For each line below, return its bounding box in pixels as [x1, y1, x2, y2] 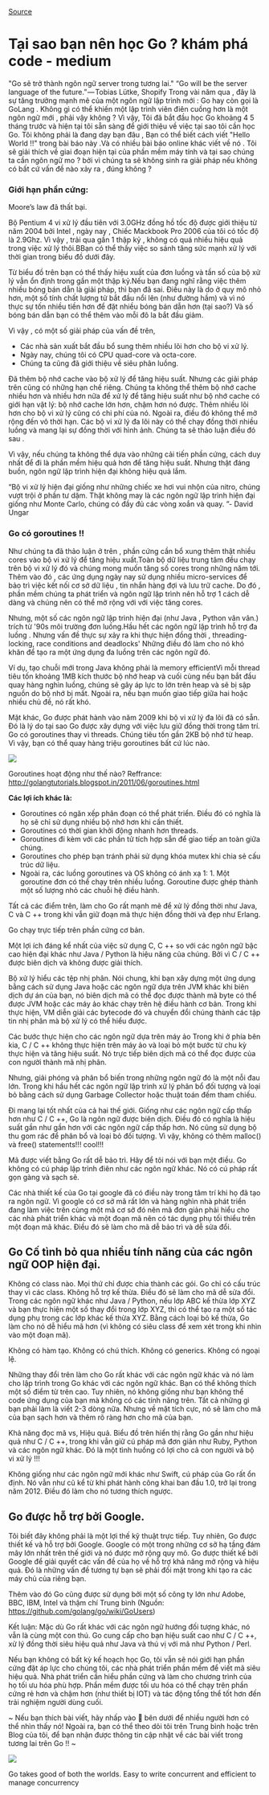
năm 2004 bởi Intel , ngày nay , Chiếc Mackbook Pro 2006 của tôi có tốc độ [8, 227, 259, 236]
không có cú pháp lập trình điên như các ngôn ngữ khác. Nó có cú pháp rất [8, 1163, 258, 1173]
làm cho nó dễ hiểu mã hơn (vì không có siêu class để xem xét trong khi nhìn [8, 1322, 262, 1331]
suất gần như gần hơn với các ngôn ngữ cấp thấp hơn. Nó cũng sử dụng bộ [8, 1122, 257, 1132]
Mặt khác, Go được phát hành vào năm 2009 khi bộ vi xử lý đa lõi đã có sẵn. [8, 712, 260, 722]
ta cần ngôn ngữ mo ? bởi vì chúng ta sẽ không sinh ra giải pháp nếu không [8, 155, 258, 165]
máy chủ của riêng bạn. [8, 1574, 87, 1584]
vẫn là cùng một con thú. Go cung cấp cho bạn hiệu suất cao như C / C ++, [8, 1631, 257, 1641]
